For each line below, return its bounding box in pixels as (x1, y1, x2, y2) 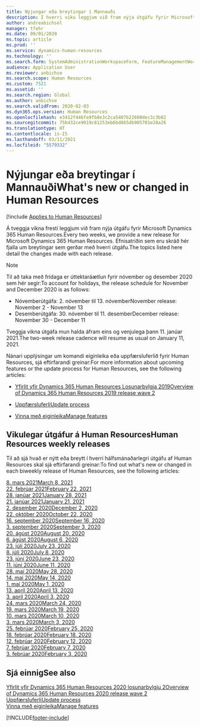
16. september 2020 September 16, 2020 (6, 517, 105, 524)
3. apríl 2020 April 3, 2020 (6, 593, 70, 600)
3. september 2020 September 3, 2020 (6, 523, 101, 530)
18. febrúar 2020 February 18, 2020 (6, 631, 92, 639)
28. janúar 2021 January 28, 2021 (6, 492, 87, 499)
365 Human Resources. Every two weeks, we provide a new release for (6, 231, 180, 238)
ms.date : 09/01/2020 (6, 31, 58, 37)
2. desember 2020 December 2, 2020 (6, 504, 98, 511)
